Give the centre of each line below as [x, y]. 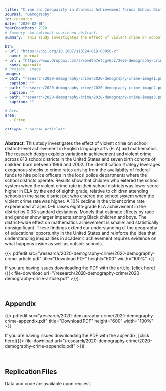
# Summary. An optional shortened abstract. [52, 33]
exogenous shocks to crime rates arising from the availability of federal [77, 170]
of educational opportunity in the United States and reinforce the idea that [80, 233]
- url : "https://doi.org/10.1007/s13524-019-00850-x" [62, 51]
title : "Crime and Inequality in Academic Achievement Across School [78, 10]
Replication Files [31, 371]
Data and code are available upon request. [48, 384]
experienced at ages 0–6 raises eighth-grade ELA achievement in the [76, 206]
